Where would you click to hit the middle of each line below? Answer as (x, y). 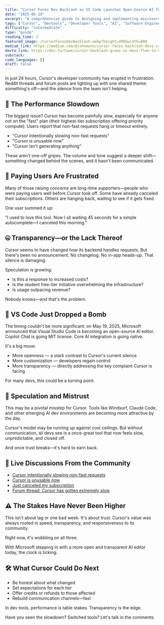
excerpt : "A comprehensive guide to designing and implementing (72, 19)
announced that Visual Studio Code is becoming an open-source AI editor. (80, 332)
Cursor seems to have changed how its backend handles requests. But (76, 250)
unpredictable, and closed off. (35, 438)
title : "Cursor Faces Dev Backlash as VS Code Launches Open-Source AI (79, 10)
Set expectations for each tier (42, 588)
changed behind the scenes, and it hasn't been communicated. (91, 161)
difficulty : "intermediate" (34, 28)
